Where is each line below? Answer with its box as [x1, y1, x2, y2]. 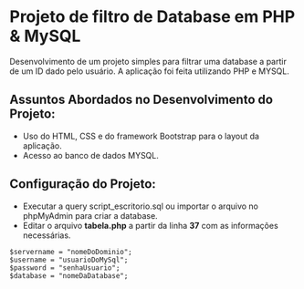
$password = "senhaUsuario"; [9, 263, 121, 273]
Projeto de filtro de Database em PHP [9, 6, 296, 27]
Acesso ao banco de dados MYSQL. [22, 150, 160, 160]
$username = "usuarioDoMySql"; [9, 255, 129, 264]
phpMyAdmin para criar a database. [22, 210, 158, 221]
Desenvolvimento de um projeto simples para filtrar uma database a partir [9, 56, 288, 67]
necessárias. [22, 230, 71, 241]
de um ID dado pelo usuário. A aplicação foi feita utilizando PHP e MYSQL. [9, 66, 290, 77]
